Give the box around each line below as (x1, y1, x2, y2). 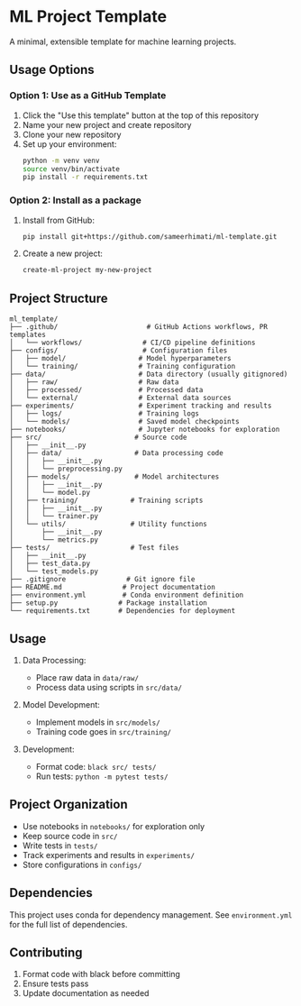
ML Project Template (9, 6, 168, 27)
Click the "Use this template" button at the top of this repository (22, 110, 260, 121)
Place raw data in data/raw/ (35, 672, 140, 682)
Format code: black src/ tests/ (35, 761, 157, 772)
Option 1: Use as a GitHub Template (9, 89, 167, 102)
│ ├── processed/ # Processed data (9, 386, 204, 395)
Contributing (9, 945, 83, 960)
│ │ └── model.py (9, 489, 91, 498)
